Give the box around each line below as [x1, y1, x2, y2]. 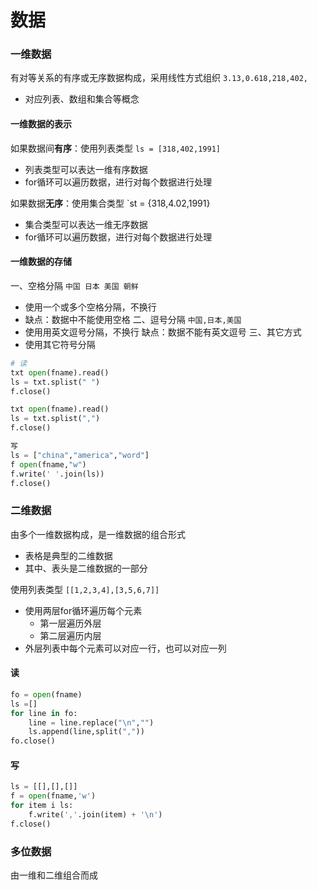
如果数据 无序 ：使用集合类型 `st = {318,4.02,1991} [10, 197, 211, 209]
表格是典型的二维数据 [24, 549, 113, 561]
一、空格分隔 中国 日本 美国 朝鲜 [10, 279, 139, 291]
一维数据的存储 [10, 256, 72, 268]
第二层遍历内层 [39, 629, 102, 641]
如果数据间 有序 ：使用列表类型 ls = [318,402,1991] [10, 142, 221, 154]
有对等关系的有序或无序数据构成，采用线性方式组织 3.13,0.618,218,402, [10, 72, 308, 84]
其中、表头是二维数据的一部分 [24, 562, 148, 574]
